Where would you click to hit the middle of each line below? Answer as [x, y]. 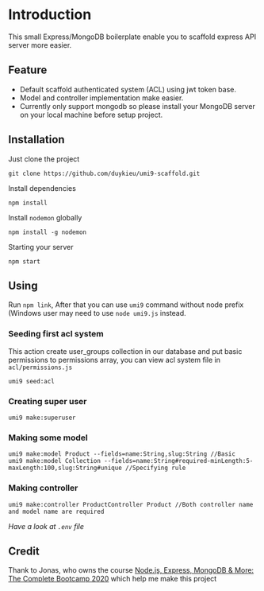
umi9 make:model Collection [55, 461]
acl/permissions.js [40, 367]
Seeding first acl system [56, 334]
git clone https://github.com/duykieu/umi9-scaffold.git [104, 173]
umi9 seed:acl [32, 381]
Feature [28, 70]
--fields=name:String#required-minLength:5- [179, 461]
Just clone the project [44, 159]
